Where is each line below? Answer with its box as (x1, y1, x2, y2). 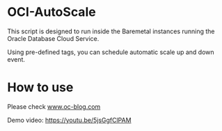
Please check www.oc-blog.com (7, 102, 101, 111)
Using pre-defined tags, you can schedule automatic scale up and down (7, 48, 214, 56)
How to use (7, 80, 74, 96)
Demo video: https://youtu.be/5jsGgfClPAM (7, 116, 132, 124)
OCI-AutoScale (7, 4, 96, 20)
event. (7, 55, 26, 63)
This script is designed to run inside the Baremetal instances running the (7, 27, 215, 35)
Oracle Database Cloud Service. (7, 34, 100, 42)
